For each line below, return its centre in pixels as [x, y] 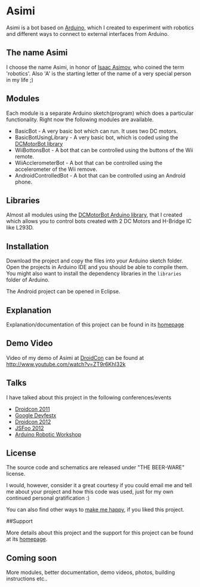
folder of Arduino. [28, 280]
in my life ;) [20, 80]
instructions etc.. [27, 579]
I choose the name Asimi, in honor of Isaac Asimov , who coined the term [95, 67]
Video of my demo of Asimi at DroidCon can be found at [75, 357]
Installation [27, 246]
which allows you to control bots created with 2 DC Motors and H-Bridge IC [99, 221]
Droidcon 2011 [32, 409]
